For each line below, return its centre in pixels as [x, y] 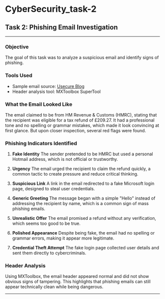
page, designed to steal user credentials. [54, 189]
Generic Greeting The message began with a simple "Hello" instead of [84, 198]
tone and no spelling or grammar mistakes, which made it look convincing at [82, 125]
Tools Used [19, 76]
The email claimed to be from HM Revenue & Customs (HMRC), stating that [81, 115]
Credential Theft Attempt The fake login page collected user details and [86, 248]
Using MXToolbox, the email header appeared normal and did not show [77, 276]
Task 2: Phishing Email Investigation [61, 27]
